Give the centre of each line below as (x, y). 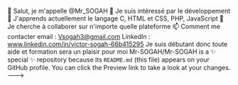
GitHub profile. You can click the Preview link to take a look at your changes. (119, 68)
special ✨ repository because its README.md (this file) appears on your (108, 59)
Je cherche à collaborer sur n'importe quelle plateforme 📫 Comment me (114, 26)
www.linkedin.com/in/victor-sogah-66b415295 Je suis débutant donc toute (118, 44)
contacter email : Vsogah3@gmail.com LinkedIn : (79, 36)
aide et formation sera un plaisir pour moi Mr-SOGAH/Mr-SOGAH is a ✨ (112, 52)
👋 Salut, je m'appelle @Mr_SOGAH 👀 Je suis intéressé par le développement (119, 11)
